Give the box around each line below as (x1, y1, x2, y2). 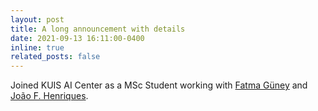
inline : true (10, 42, 65, 53)
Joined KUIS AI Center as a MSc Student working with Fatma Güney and (10, 79, 308, 91)
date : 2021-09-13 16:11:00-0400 (10, 33, 145, 43)
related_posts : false (10, 52, 101, 62)
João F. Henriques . (10, 90, 89, 102)
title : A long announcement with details (10, 24, 186, 34)
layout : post (10, 14, 65, 25)
